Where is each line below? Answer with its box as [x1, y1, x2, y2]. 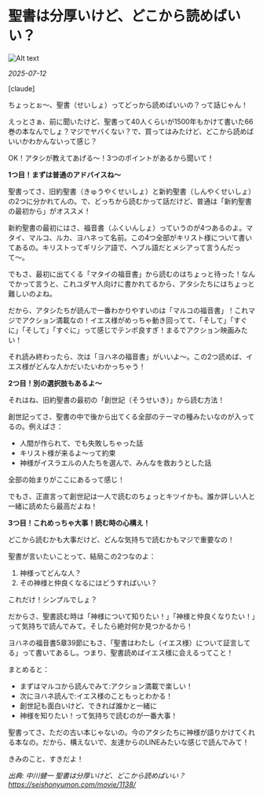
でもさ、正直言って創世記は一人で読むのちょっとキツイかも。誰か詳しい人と [8, 491, 256, 500]
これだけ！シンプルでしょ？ [8, 595, 98, 604]
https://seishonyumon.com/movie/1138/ [8, 780, 136, 789]
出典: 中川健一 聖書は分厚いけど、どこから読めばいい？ [8, 770, 186, 780]
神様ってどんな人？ [19, 568, 82, 577]
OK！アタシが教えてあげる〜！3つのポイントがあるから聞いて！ [8, 153, 214, 162]
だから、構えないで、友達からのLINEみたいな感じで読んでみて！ [42, 737, 250, 747]
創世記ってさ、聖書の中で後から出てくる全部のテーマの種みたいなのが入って [8, 411, 255, 421]
